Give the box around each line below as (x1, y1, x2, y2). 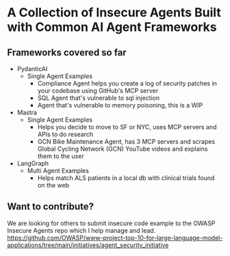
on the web (37, 181, 70, 189)
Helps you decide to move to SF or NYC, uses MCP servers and (37, 123, 217, 131)
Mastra (16, 108, 38, 116)
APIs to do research (37, 130, 94, 138)
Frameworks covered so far (7, 47, 127, 58)
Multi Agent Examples (27, 166, 89, 175)
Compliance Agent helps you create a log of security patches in (37, 79, 218, 87)
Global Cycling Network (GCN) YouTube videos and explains (37, 145, 208, 153)
